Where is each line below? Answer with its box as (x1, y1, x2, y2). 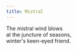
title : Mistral (6, 8, 44, 15)
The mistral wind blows (6, 25, 63, 32)
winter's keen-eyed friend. (6, 37, 71, 44)
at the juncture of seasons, (6, 31, 72, 38)
